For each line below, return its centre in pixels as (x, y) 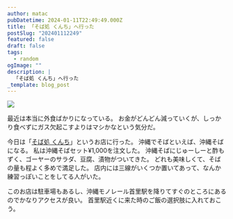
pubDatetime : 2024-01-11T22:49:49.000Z (65, 20)
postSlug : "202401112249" (45, 33)
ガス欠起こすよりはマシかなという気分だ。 (98, 127)
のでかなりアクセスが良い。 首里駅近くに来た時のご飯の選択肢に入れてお (111, 200)
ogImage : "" (24, 65)
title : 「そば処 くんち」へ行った (51, 26)
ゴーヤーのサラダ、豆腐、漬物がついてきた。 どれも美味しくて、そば (123, 159)
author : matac (28, 14)
